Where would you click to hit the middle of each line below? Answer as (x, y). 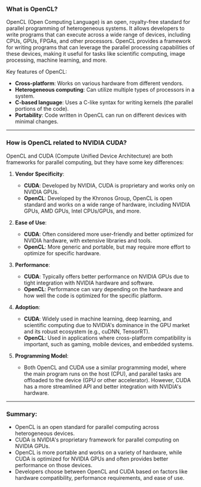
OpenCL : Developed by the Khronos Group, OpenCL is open (98, 198)
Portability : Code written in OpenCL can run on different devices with (101, 115)
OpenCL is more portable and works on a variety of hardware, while (98, 452)
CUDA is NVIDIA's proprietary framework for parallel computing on (97, 440)
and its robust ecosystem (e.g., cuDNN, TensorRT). (87, 331)
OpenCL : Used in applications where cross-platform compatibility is (107, 338)
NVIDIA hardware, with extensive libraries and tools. (88, 240)
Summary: (22, 414)
